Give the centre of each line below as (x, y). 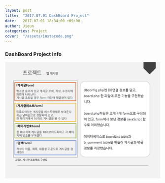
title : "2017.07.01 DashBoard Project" (47, 15)
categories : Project (26, 31)
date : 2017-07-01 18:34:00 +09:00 (43, 21)
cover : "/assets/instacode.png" (39, 36)
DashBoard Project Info (33, 54)
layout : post (18, 10)
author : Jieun (20, 26)
